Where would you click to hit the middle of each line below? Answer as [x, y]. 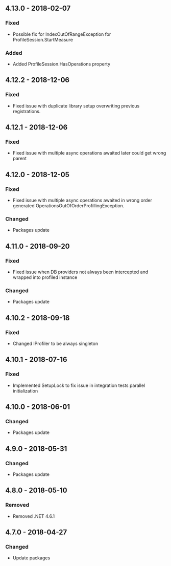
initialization [25, 390]
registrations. [27, 111]
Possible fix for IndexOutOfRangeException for [62, 34]
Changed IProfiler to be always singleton [55, 344]
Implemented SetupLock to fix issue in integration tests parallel [79, 385]
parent [20, 159]
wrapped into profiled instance [45, 277]
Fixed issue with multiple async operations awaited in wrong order [82, 200]
